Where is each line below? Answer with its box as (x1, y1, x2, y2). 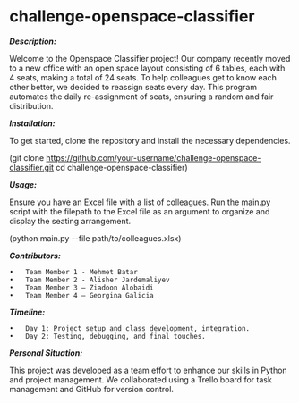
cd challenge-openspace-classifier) (56, 162, 188, 172)
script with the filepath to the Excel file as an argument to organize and (9, 206, 270, 216)
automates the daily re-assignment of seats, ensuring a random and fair (9, 91, 274, 102)
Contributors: (9, 250, 61, 261)
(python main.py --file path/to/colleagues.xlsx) (9, 232, 182, 243)
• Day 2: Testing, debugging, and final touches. (9, 332, 206, 340)
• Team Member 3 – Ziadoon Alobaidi (9, 283, 154, 292)
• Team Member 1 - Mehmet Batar (9, 267, 139, 276)
